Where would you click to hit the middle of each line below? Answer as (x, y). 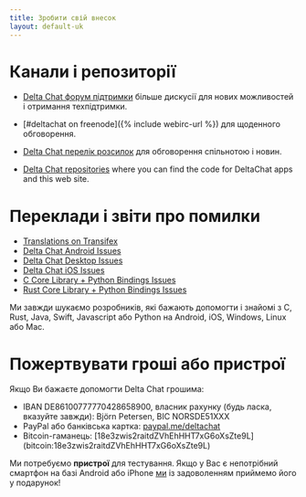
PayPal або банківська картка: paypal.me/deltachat (121, 427)
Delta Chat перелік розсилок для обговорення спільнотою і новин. (152, 152)
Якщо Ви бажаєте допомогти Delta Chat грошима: (107, 389)
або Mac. (27, 327)
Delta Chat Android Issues (72, 251)
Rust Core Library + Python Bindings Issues (105, 290)
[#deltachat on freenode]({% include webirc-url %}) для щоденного (152, 124)
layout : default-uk (47, 26)
